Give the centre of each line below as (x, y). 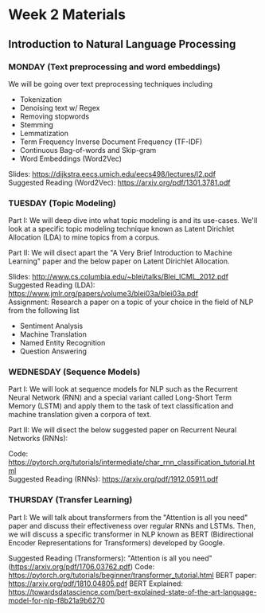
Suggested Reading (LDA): (52, 285)
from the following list (44, 310)
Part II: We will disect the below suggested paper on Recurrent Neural (123, 430)
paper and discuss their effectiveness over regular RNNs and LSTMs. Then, (132, 525)
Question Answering (53, 351)
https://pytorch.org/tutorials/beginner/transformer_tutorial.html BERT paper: (132, 575)
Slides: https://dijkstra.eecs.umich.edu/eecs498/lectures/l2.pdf (112, 174)
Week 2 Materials (67, 15)
